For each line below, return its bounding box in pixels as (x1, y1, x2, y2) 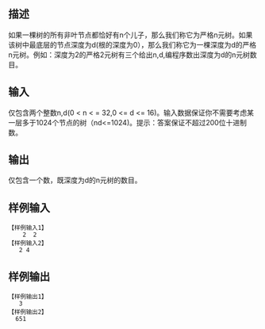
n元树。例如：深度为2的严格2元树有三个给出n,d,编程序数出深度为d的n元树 (8, 50, 251, 59)
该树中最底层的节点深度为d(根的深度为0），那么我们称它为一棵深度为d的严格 (8, 40, 257, 49)
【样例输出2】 (8, 308, 48, 316)
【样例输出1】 (8, 293, 48, 301)
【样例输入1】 (8, 224, 48, 232)
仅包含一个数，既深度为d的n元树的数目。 (8, 175, 142, 185)
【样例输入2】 (8, 239, 48, 247)
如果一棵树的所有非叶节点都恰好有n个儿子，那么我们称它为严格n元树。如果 (8, 30, 253, 40)
